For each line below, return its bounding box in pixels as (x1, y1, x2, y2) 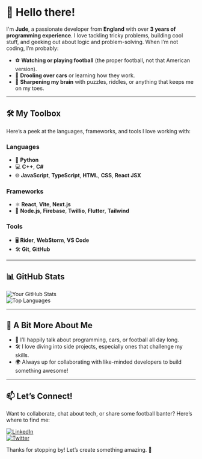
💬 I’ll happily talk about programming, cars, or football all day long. (14, 336, 179, 343)
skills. (14, 352, 29, 359)
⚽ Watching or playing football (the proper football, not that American (14, 57, 191, 64)
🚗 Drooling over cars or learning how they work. (14, 72, 135, 79)
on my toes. (14, 84, 44, 92)
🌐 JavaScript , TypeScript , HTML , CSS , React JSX (14, 172, 141, 179)
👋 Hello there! (6, 5, 75, 19)
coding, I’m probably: (6, 45, 59, 52)
